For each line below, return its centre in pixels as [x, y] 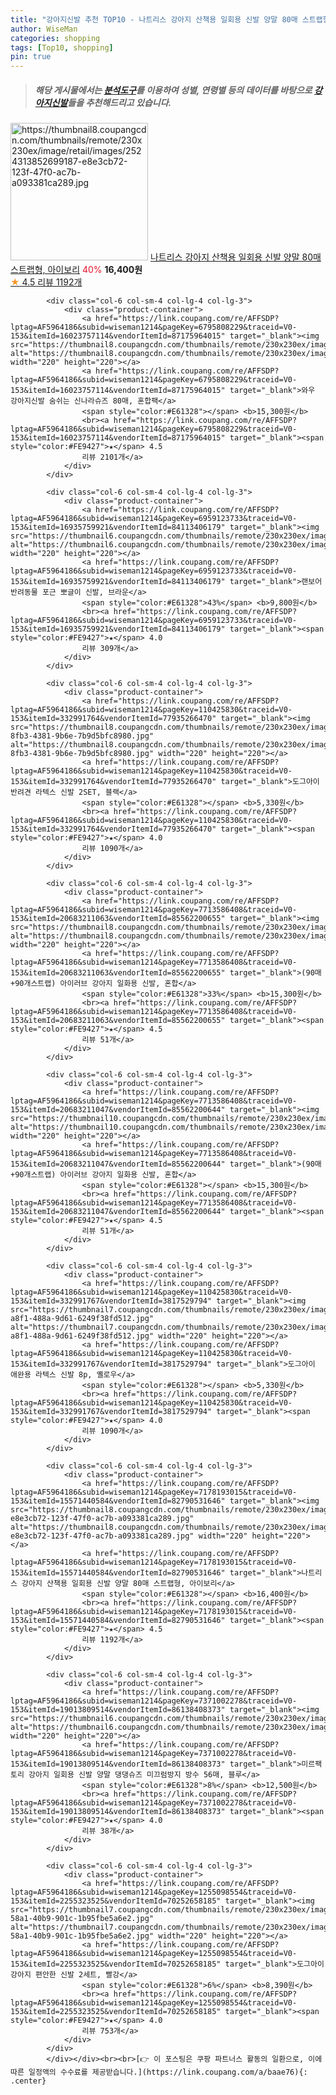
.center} [28, 2081]
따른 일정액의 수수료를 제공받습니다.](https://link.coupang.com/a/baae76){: [159, 2072]
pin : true [31, 57]
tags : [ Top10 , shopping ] [62, 47]
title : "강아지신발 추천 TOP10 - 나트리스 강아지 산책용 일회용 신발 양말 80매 [154, 19]
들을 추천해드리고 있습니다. [119, 102]
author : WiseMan [44, 29]
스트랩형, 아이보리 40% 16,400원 [76, 270]
